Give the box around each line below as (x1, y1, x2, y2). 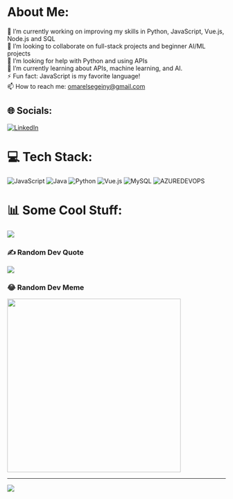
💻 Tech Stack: (7, 149, 93, 164)
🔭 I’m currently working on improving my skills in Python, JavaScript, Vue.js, (7, 27, 225, 35)
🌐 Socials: (7, 105, 53, 117)
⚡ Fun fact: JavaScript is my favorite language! (7, 71, 141, 80)
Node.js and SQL (7, 34, 55, 42)
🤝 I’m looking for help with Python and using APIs (7, 56, 148, 65)
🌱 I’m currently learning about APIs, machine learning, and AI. (7, 64, 183, 72)
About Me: (7, 4, 69, 20)
